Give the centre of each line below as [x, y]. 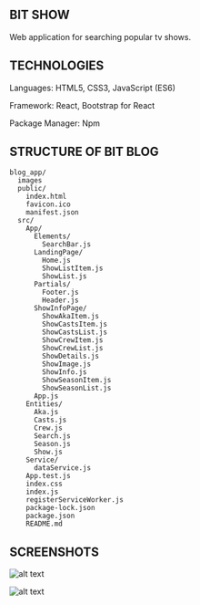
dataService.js [62, 468]
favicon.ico [48, 204]
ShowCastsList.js [75, 332]
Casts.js [50, 420]
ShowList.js [65, 276]
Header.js [60, 300]
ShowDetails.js [71, 356]
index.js [42, 492]
